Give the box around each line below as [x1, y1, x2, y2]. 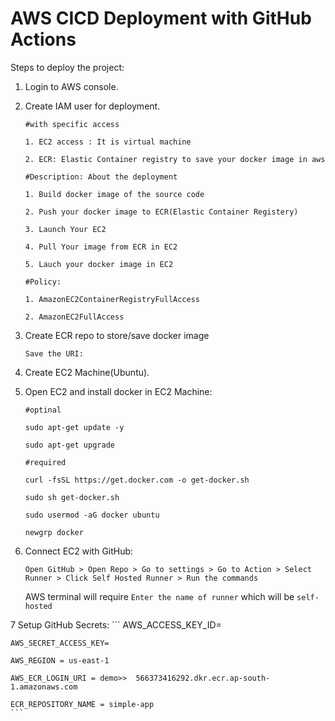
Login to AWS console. [24, 80, 119, 92]
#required [24, 457, 67, 467]
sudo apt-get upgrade [24, 440, 115, 450]
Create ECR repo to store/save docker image [24, 329, 210, 341]
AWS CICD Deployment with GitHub [10, 7, 312, 30]
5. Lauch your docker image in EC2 [24, 259, 174, 269]
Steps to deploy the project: [10, 61, 125, 73]
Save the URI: [24, 348, 84, 359]
